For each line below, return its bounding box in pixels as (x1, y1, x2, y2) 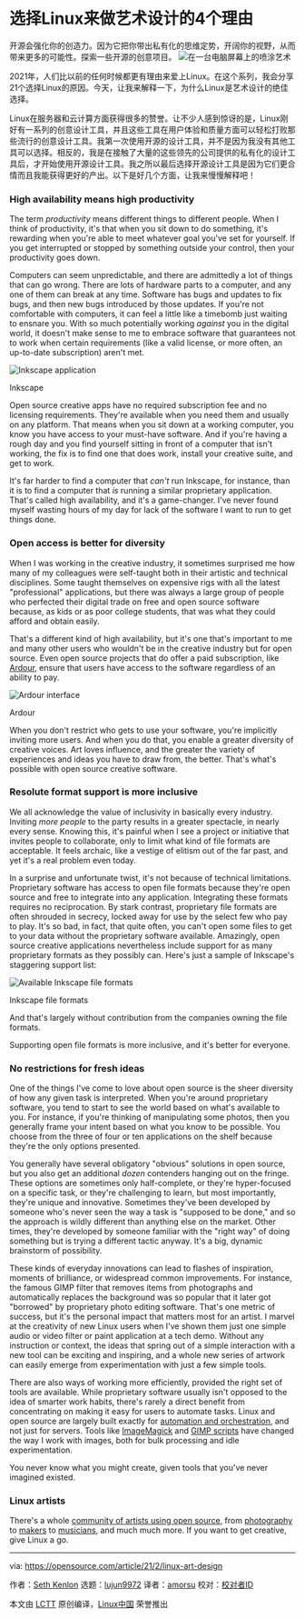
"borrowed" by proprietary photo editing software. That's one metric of (9, 1302, 276, 1313)
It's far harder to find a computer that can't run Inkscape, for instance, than (9, 475, 290, 486)
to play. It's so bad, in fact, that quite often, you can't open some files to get (9, 920, 292, 932)
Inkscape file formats (9, 994, 89, 1005)
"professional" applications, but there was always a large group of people (9, 586, 284, 597)
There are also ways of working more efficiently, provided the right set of (9, 1377, 283, 1388)
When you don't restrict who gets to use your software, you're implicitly (9, 724, 278, 735)
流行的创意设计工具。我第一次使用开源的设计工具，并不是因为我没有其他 (16, 135, 288, 146)
